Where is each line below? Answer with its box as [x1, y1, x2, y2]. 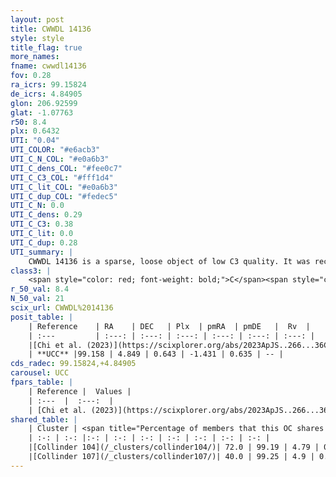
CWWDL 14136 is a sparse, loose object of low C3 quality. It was [28, 256, 311, 266]
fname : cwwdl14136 [10, 61, 87, 71]
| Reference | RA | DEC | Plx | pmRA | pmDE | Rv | [28, 321, 311, 331]
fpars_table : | [10, 377, 74, 387]
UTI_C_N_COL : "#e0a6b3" [10, 154, 110, 164]
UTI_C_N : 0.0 [10, 201, 65, 211]
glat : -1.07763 [10, 107, 74, 118]
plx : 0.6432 [10, 126, 60, 136]
